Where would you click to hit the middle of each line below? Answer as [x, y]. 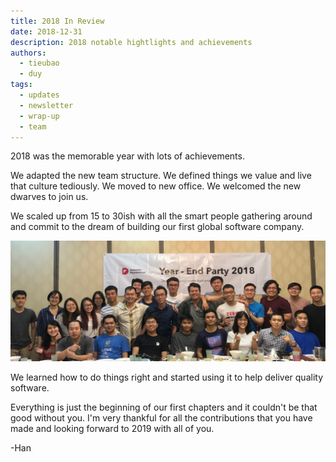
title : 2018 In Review [57, 21]
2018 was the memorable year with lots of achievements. [127, 156]
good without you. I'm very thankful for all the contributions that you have [161, 418]
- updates [39, 95]
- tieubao [39, 63]
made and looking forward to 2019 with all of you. [112, 429]
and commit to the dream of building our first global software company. [157, 227]
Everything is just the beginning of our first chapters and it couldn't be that [164, 407]
